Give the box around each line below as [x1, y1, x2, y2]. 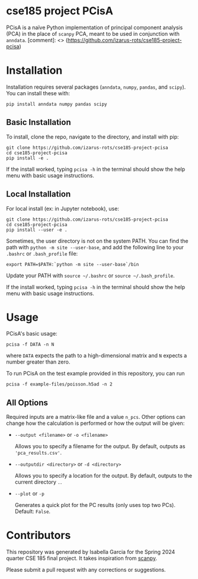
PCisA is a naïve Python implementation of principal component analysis [6, 24, 183, 31]
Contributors [6, 528, 71, 542]
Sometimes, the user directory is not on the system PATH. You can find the [6, 237, 189, 245]
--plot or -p [14, 490, 44, 497]
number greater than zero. [6, 358, 71, 365]
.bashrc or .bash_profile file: [6, 250, 78, 257]
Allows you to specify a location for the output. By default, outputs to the [14, 472, 193, 480]
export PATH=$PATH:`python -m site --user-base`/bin [6, 261, 139, 267]
